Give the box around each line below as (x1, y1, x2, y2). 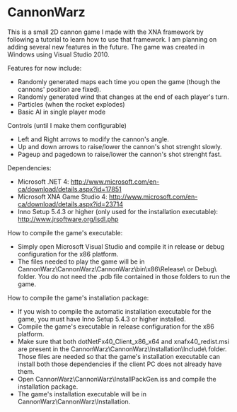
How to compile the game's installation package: (7, 293, 149, 302)
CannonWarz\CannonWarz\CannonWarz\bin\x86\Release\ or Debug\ (17, 264, 217, 273)
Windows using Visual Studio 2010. (7, 50, 110, 59)
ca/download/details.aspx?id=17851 (17, 184, 122, 193)
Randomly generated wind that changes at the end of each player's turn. (17, 93, 230, 101)
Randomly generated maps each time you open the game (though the (17, 77, 221, 86)
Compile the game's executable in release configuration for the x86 (17, 322, 214, 331)
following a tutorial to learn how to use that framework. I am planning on (7, 35, 217, 43)
